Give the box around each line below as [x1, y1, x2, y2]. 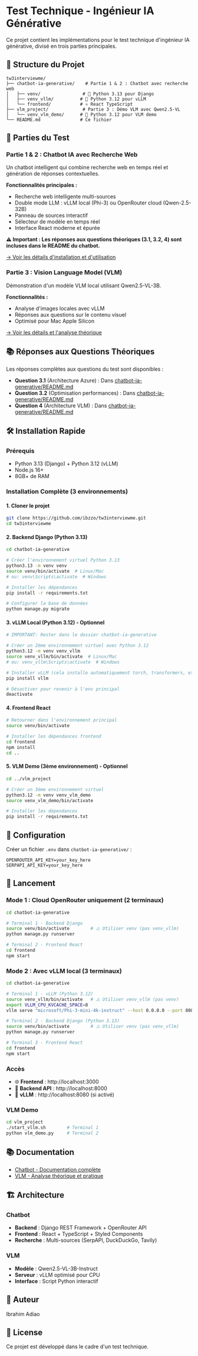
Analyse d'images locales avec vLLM [14, 304, 105, 312]
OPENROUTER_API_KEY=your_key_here [6, 857, 91, 863]
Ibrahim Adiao [6, 1310, 40, 1318]
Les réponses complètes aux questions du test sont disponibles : [6, 365, 164, 372]
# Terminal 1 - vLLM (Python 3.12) [6, 991, 94, 997]
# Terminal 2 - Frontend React [6, 942, 83, 948]
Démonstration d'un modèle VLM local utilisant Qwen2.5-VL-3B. [6, 282, 161, 289]
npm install [6, 744, 35, 750]
